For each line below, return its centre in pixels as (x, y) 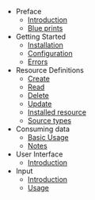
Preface (28, 11)
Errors (38, 62)
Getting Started (40, 36)
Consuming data (42, 129)
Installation (45, 45)
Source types (49, 121)
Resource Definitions (50, 70)
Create (38, 79)
